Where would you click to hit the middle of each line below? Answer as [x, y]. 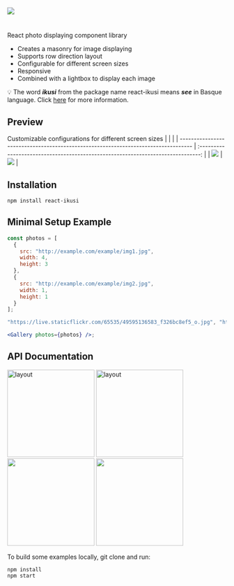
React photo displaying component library [67, 36]
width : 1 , [34, 290]
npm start [22, 576]
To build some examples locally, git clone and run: [79, 557]
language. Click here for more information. [68, 100]
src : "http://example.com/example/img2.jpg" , [87, 284]
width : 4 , [34, 258]
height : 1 [34, 297]
